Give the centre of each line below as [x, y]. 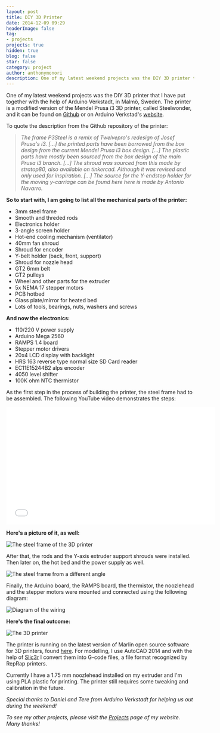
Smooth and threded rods [46, 218]
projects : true [25, 45]
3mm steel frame [36, 211]
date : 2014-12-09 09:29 [36, 23]
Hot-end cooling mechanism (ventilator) [64, 237]
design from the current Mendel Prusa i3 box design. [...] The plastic [105, 151]
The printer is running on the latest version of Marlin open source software [98, 645]
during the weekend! [31, 706]
